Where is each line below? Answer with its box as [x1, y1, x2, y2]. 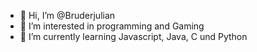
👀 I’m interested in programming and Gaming [19, 20, 205, 32]
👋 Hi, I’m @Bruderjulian [19, 10, 116, 21]
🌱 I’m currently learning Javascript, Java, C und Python [19, 31, 248, 42]
